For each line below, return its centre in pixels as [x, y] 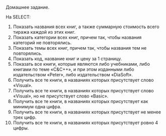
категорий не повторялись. [42, 43]
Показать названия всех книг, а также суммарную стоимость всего [86, 27]
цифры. [21, 128]
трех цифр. [25, 117]
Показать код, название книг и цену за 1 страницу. [67, 59]
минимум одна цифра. [37, 107]
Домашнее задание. [28, 7]
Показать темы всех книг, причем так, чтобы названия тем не [80, 48]
